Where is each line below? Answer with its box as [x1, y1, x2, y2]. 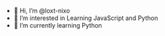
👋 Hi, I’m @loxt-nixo [13, 7, 70, 15]
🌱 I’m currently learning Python [13, 21, 102, 29]
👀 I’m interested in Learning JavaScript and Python [13, 14, 159, 22]
